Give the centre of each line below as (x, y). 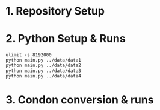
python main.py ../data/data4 (44, 76)
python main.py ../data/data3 (44, 71)
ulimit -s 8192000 (29, 55)
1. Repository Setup (55, 11)
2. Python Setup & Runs (66, 39)
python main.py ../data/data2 (44, 66)
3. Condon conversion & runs (80, 100)
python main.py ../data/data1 (44, 60)
